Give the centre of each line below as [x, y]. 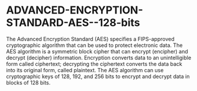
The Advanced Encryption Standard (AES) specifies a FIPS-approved [90, 39]
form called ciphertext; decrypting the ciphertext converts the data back [94, 64]
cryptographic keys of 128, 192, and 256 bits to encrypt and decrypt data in [98, 76]
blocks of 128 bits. [28, 82]
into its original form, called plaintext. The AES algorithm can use [85, 70]
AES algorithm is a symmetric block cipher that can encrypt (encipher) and [97, 51]
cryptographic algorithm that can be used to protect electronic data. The [94, 45]
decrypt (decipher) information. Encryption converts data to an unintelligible [99, 58]
